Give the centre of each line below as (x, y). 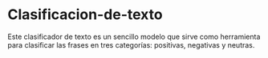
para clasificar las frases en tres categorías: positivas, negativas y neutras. (131, 44)
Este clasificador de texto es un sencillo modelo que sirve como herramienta (134, 37)
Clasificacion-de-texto (85, 15)
